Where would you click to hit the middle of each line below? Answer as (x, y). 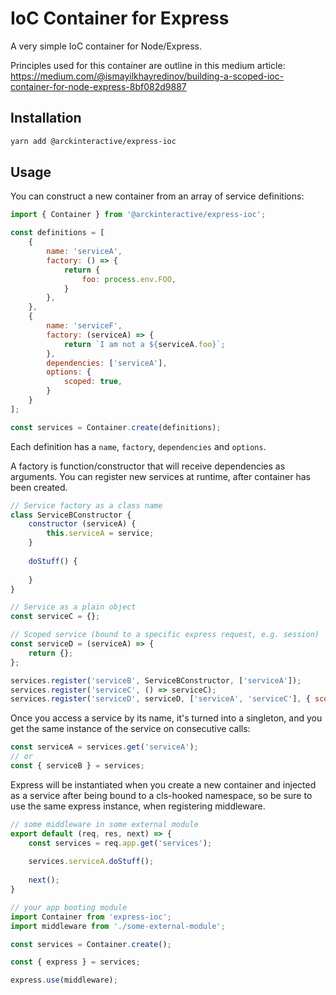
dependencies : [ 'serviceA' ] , (107, 363)
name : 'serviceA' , (84, 252)
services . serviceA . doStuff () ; (91, 862)
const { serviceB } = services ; (77, 766)
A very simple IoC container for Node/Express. (106, 46)
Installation (46, 118)
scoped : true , (93, 382)
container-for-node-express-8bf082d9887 (98, 86)
